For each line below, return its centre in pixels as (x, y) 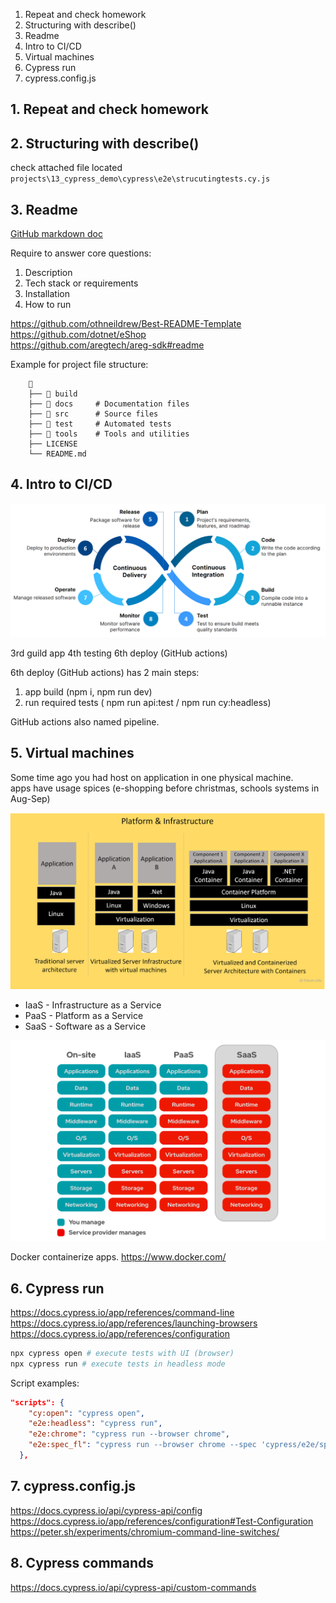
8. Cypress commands (82, 1563)
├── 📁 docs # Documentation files (109, 404)
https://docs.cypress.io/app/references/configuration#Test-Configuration (162, 1521)
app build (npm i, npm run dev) (88, 691)
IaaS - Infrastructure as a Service (93, 1005)
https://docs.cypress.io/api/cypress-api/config (106, 1510)
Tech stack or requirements (81, 283)
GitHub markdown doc (56, 234)
